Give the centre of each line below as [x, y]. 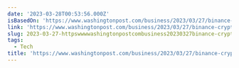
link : [15, 27]
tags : [15, 40]
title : [17, 54]
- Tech [23, 47]
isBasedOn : [23, 21]
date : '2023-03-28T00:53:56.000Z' [59, 14]
